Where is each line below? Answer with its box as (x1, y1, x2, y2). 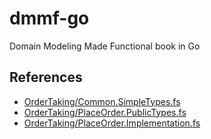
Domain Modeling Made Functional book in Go (9, 40, 201, 52)
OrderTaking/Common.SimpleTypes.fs (23, 95, 181, 107)
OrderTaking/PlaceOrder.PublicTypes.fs (23, 106, 187, 118)
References (9, 69, 83, 86)
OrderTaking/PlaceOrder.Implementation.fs (23, 117, 201, 129)
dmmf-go (9, 7, 90, 30)
